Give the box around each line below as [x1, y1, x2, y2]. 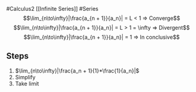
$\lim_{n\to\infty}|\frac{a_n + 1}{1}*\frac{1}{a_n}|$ [15, 67, 140, 74]
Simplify [15, 73, 36, 80]
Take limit [15, 80, 39, 87]
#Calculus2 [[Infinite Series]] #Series [6, 5, 99, 12]
